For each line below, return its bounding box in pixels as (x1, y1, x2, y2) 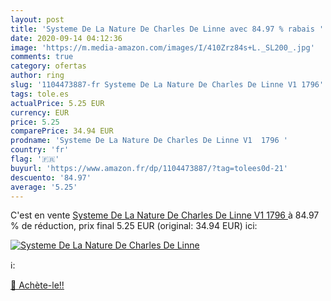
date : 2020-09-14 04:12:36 (10, 33, 123, 43)
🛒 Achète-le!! (10, 279, 65, 291)
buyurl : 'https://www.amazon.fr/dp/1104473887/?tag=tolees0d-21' (10, 163, 288, 173)
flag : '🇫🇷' (10, 154, 60, 164)
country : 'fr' (10, 145, 70, 155)
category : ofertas (10, 61, 87, 71)
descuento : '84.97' (10, 172, 92, 183)
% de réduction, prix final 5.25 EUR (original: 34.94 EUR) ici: (10, 220, 258, 232)
